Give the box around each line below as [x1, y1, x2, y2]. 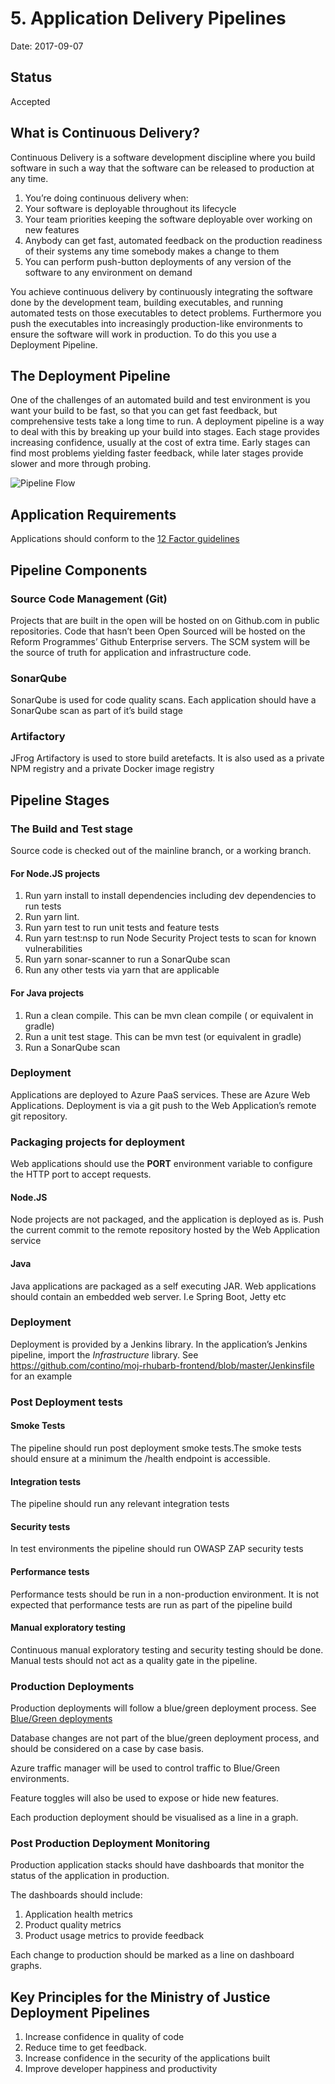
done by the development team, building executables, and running [10, 296, 284, 308]
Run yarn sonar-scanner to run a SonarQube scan [24, 953, 231, 966]
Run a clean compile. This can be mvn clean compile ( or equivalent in [24, 1009, 314, 1021]
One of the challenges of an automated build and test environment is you [10, 394, 311, 406]
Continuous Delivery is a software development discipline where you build [10, 151, 316, 163]
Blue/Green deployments [10, 1713, 113, 1725]
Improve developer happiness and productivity [24, 2063, 218, 2075]
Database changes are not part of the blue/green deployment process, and [10, 1732, 320, 1744]
